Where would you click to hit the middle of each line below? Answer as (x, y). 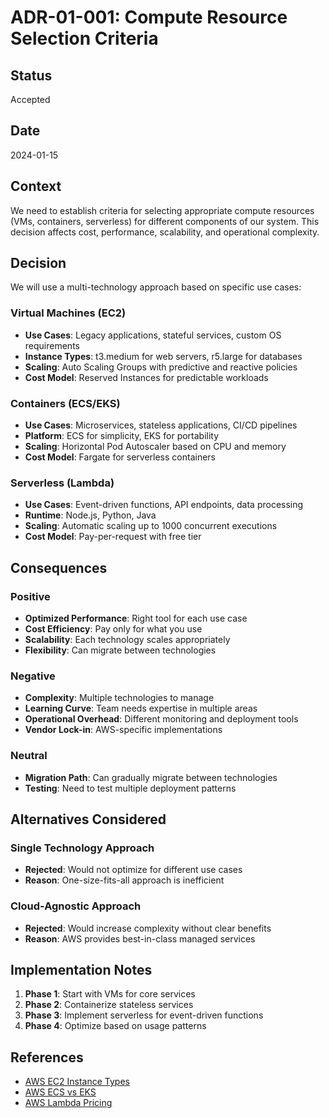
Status (31, 75)
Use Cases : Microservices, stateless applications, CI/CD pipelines (161, 425)
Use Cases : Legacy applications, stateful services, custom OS (153, 335)
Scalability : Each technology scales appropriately (127, 640)
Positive (30, 596)
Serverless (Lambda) (62, 483)
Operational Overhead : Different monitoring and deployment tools (161, 719)
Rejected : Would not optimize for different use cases (133, 870)
